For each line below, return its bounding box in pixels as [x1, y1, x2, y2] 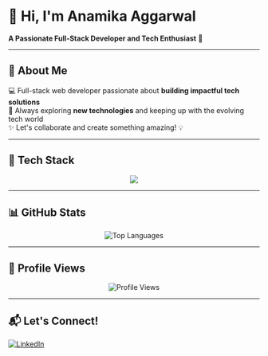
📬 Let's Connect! [8, 314, 99, 327]
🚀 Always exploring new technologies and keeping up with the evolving [8, 105, 245, 115]
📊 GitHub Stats [8, 205, 86, 219]
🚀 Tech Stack [8, 154, 75, 167]
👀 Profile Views [8, 261, 85, 275]
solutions [8, 97, 40, 107]
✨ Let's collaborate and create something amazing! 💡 [8, 123, 183, 132]
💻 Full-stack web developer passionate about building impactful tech [8, 85, 240, 95]
